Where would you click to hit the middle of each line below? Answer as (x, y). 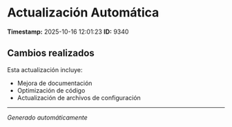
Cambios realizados (51, 53)
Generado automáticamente (47, 117)
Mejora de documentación (55, 83)
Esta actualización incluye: (45, 69)
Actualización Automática (83, 13)
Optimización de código (51, 90)
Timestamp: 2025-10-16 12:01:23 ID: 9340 (68, 32)
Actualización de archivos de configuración (79, 97)
